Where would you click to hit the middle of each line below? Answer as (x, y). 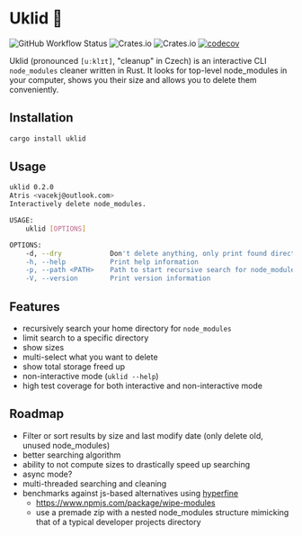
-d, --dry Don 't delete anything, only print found (147, 253)
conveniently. (34, 89)
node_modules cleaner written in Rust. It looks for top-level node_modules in (148, 70)
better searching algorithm (71, 455)
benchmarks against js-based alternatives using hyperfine (130, 493)
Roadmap (37, 414)
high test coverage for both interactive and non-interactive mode (142, 386)
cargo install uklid (48, 139)
